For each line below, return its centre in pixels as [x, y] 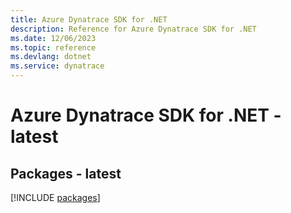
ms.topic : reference [53, 47]
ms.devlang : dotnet [51, 57]
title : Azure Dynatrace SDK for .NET [89, 19]
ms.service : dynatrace [57, 66]
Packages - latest [66, 173]
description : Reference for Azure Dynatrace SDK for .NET [133, 29]
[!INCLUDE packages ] [55, 197]
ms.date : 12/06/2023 [53, 38]
